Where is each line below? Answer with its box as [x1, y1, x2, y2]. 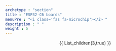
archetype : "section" [5, 7, 53, 13]
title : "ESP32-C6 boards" [5, 12, 62, 17]
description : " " [5, 21, 44, 27]
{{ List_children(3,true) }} [59, 40, 111, 46]
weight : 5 [5, 26, 28, 31]
